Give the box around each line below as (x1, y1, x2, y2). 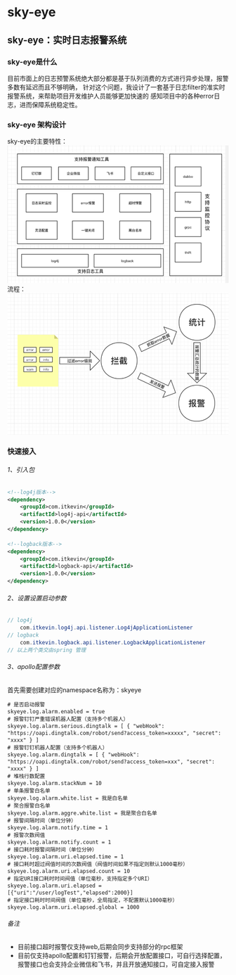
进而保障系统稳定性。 (19, 100, 81, 109)
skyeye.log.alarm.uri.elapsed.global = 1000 (7, 903, 140, 911)
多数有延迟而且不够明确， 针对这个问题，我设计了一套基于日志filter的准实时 (7, 82, 225, 91)
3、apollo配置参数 (7, 663, 60, 671)
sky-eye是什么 (7, 57, 58, 67)
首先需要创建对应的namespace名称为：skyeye (7, 685, 142, 694)
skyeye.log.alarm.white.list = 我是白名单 (7, 794, 129, 802)
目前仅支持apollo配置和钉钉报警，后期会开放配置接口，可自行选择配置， (17, 951, 226, 960)
